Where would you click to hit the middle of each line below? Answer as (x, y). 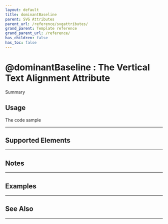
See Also (19, 209)
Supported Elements (38, 140)
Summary (15, 92)
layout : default (22, 10)
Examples (21, 186)
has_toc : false (21, 43)
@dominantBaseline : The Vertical (77, 67)
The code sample (23, 120)
